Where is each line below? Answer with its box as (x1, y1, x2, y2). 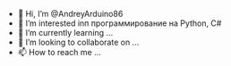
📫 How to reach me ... (17, 47, 101, 57)
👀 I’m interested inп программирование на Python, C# (17, 18, 222, 29)
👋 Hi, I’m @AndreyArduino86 (17, 9, 124, 19)
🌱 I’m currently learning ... (17, 28, 114, 37)
